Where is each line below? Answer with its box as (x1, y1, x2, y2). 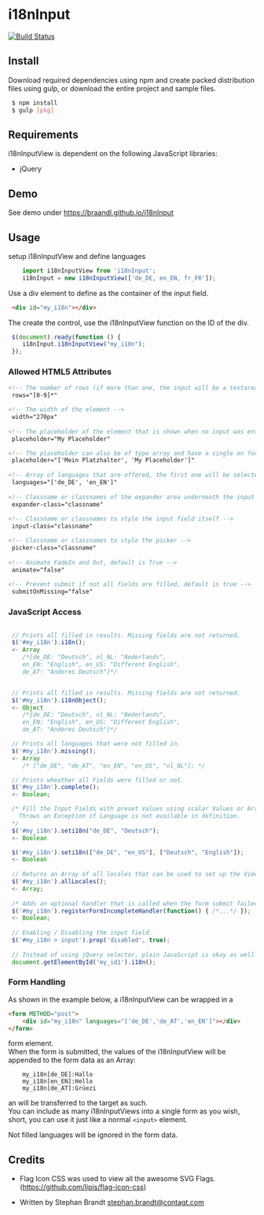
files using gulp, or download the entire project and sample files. (8, 83, 216, 93)
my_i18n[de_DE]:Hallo (22, 1071, 93, 1079)
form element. (8, 1039, 53, 1048)
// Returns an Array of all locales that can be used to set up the (11, 870, 241, 879)
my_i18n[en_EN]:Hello (22, 1077, 93, 1086)
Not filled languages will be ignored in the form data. (8, 1130, 178, 1139)
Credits (8, 1153, 46, 1166)
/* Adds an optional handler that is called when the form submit (11, 899, 234, 907)
